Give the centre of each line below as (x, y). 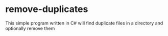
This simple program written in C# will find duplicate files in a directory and (84, 23)
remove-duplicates (47, 9)
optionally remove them (30, 28)
